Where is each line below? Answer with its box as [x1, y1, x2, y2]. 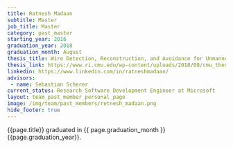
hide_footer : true [7, 107, 60, 113]
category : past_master [7, 29, 73, 37]
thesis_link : [7, 62, 45, 68]
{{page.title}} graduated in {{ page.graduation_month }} [7, 125, 166, 133]
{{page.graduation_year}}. [7, 133, 82, 141]
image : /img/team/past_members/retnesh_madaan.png [7, 100, 157, 107]
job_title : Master [7, 23, 60, 30]
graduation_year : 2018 [7, 42, 73, 49]
